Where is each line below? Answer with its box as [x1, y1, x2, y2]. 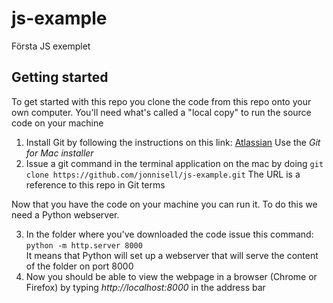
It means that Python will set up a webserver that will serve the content [25, 249, 319, 261]
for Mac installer [25, 147, 94, 159]
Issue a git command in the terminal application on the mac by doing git [25, 157, 324, 169]
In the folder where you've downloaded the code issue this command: [25, 228, 314, 240]
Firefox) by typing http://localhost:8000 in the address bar [25, 281, 266, 293]
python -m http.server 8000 [25, 240, 143, 251]
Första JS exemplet [11, 40, 91, 52]
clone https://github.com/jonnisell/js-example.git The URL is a [25, 168, 301, 180]
